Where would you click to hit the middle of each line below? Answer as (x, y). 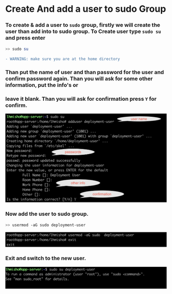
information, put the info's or (42, 85)
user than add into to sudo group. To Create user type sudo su (83, 31)
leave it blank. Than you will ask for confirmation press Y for (81, 99)
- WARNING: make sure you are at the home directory (63, 59)
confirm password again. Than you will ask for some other (79, 79)
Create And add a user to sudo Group (86, 9)
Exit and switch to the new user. (46, 259)
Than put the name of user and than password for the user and (85, 72)
